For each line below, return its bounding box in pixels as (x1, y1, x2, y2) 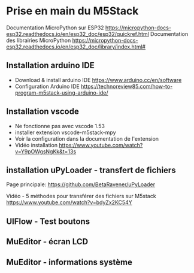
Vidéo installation (14, 141, 58, 148)
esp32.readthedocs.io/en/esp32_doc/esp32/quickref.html (6, 30, 150, 37)
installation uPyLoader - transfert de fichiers (6, 165, 176, 175)
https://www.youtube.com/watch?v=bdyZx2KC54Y (6, 199, 133, 206)
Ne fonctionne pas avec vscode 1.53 (14, 122, 105, 129)
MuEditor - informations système (6, 257, 133, 267)
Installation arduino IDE (6, 60, 95, 71)
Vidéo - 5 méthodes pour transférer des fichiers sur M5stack (6, 193, 157, 200)
